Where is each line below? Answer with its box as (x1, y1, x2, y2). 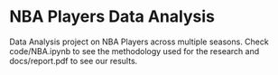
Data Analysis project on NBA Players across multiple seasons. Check (9, 36, 269, 47)
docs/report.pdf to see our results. (9, 55, 138, 66)
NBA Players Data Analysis (9, 6, 215, 27)
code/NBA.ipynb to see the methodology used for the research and (9, 45, 260, 56)
